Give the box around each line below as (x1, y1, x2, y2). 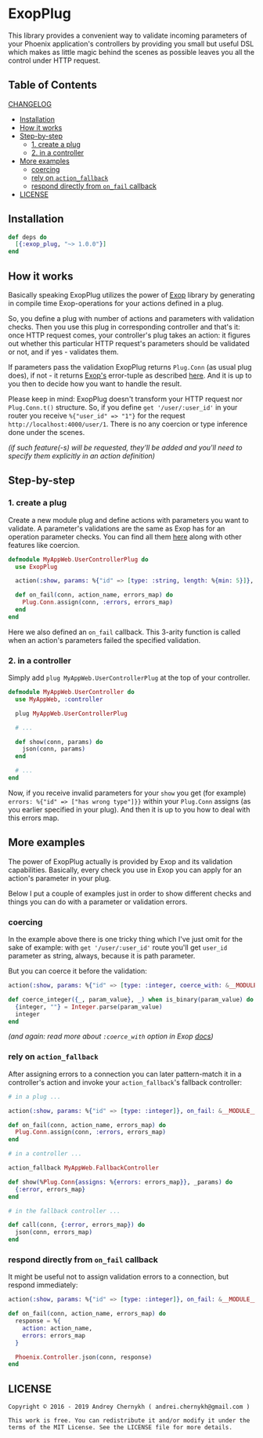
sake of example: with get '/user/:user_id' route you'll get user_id (8, 943, 228, 952)
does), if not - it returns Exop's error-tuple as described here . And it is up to (8, 370, 252, 380)
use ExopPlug (15, 563, 58, 571)
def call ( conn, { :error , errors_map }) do (8, 1221, 146, 1229)
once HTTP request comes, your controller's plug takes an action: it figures (8, 330, 250, 340)
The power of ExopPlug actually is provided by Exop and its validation (8, 856, 233, 866)
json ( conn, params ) (22, 745, 86, 754)
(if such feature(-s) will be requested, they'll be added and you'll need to (8, 443, 243, 452)
